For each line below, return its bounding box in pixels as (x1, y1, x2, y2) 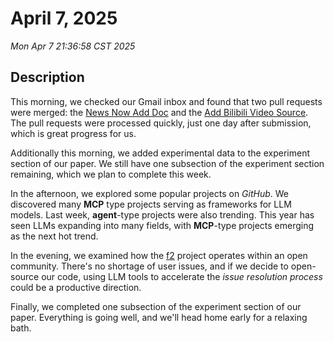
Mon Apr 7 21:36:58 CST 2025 (10, 40, 136, 52)
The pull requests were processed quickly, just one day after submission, (10, 117, 312, 129)
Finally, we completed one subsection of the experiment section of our (10, 300, 302, 312)
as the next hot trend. (10, 230, 99, 242)
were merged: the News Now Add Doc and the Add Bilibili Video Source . (10, 106, 309, 118)
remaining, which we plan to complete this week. (10, 168, 212, 180)
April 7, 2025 (10, 7, 118, 30)
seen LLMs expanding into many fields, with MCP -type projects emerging (10, 219, 315, 231)
